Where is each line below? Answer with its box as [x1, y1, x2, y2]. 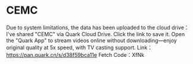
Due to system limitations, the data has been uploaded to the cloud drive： [6, 24, 189, 31]
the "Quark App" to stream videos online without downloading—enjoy [6, 37, 177, 44]
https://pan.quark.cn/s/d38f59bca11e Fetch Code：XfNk [6, 51, 145, 58]
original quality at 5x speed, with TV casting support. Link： [6, 44, 153, 51]
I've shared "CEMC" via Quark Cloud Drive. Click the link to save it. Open [6, 30, 185, 37]
